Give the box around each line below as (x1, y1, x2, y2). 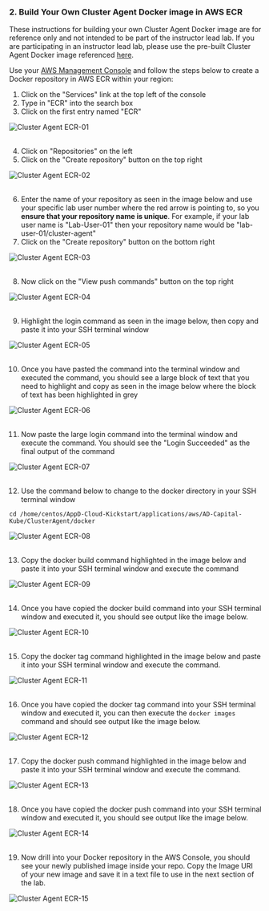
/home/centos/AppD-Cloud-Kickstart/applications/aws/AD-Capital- (19, 510, 243, 519)
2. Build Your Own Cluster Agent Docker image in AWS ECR (9, 6, 243, 18)
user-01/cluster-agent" (20, 229, 97, 238)
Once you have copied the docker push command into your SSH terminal (20, 804, 262, 814)
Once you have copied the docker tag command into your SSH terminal (20, 700, 256, 710)
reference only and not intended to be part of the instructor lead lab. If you (9, 33, 255, 43)
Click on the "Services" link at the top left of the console (20, 90, 207, 99)
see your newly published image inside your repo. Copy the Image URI (20, 861, 253, 871)
